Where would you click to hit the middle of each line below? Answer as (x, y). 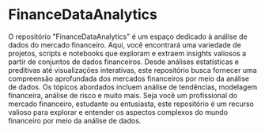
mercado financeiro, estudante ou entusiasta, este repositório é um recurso (131, 104)
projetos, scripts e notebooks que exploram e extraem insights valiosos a (127, 53)
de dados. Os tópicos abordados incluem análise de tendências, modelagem (133, 87)
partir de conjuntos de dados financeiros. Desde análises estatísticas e (124, 62)
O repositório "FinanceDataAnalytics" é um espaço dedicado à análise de (128, 36)
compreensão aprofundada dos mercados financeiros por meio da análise (129, 78)
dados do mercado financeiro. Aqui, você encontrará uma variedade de (125, 44)
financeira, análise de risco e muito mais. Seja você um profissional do (123, 95)
